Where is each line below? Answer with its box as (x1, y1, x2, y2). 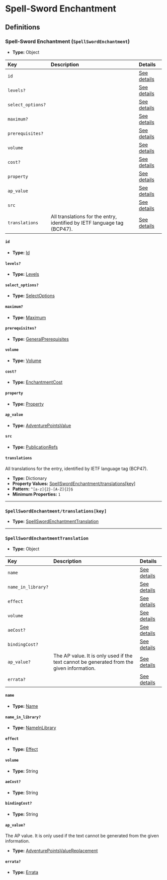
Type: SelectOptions (12, 293, 55, 299)
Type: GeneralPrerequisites (12, 336, 69, 342)
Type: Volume (12, 358, 41, 364)
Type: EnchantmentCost (12, 379, 63, 385)
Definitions (5, 23, 40, 31)
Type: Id (12, 250, 30, 256)
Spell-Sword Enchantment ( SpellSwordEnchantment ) (5, 38, 130, 45)
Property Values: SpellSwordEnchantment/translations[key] (12, 480, 136, 487)
